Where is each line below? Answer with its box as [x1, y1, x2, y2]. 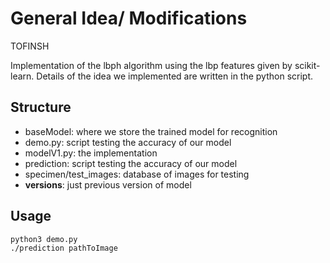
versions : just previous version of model [24, 178, 192, 191]
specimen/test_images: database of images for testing [24, 168, 250, 180]
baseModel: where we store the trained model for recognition [24, 125, 278, 137]
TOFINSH [10, 40, 50, 52]
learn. [10, 70, 35, 82]
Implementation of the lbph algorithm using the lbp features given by [10, 59, 293, 71]
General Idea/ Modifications [10, 7, 248, 30]
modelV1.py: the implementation [24, 147, 158, 159]
